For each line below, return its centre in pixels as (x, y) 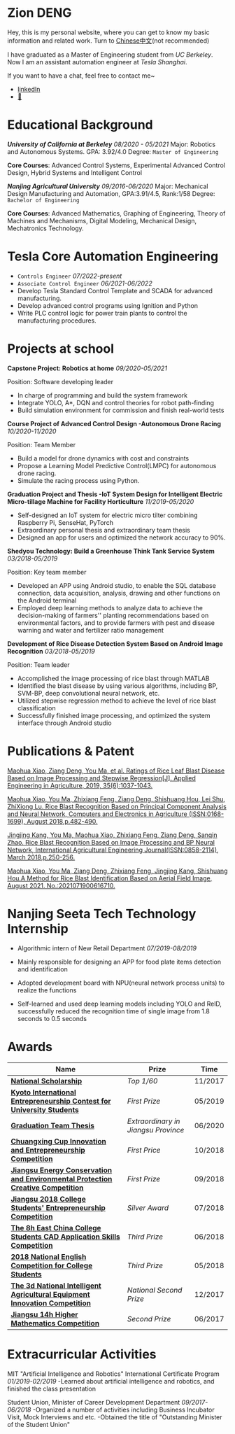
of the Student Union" (39, 1424)
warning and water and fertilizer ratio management (91, 630)
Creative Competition (47, 1188)
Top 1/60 (142, 1081)
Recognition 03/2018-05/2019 (51, 651)
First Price (144, 1150)
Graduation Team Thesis (52, 1125)
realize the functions (47, 990)
